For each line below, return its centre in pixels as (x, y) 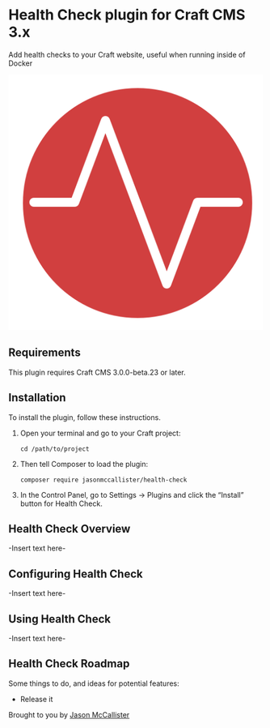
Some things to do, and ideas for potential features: (94, 683)
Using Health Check (60, 619)
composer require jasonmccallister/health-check (103, 480)
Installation (37, 398)
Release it (36, 699)
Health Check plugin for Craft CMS (127, 15)
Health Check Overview (70, 529)
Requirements (44, 353)
